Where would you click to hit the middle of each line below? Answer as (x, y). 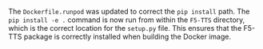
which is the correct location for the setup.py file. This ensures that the (125, 28)
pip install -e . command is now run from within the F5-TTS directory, (127, 20)
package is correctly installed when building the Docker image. (128, 36)
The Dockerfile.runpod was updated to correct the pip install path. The (129, 11)
